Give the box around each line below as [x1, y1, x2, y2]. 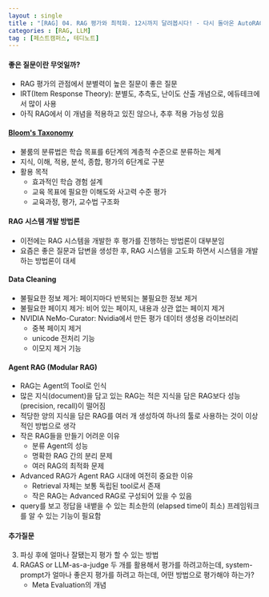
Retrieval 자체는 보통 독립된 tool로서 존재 [31, 481, 161, 491]
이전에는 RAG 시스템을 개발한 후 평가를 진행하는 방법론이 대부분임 [19, 235, 225, 245]
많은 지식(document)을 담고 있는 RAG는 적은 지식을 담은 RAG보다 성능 [19, 391, 241, 401]
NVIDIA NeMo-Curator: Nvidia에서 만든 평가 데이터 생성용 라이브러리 [19, 314, 239, 323]
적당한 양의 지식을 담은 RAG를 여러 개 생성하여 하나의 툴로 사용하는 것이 [19, 411, 244, 421]
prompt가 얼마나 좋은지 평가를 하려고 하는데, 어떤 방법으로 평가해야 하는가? [19, 570, 255, 580]
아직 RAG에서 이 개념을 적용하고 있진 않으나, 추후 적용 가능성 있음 [19, 109, 224, 118]
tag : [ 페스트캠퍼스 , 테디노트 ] [8, 34, 100, 42]
